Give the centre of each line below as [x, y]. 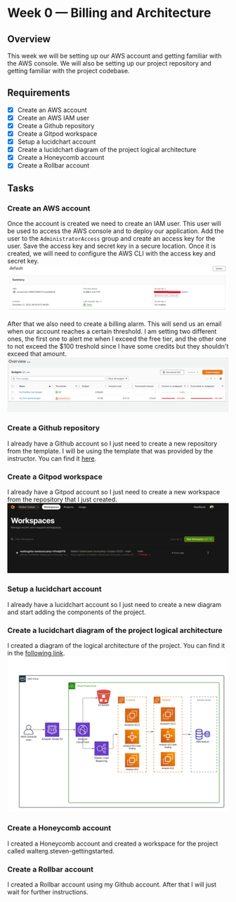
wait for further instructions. [48, 892]
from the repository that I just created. [62, 499]
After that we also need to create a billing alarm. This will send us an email [114, 324]
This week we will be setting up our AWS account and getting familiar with [114, 56]
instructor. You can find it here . [52, 458]
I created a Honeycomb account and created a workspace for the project [113, 844]
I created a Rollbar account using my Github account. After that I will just [112, 884]
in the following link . [36, 653]
